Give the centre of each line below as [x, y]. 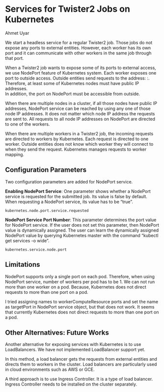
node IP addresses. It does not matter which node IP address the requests [80, 113]
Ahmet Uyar [17, 33]
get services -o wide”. [27, 240]
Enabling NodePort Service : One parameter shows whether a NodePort [78, 191]
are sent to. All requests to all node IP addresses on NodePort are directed [80, 119]
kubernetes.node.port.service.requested [47, 210]
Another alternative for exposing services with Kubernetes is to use [73, 344]
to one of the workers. [27, 124]
